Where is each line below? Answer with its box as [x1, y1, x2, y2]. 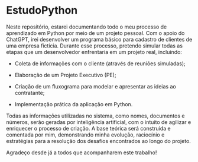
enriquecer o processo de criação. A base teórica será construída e [6, 125, 171, 132]
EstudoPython [6, 4, 78, 17]
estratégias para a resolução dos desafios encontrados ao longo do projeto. [6, 137, 191, 144]
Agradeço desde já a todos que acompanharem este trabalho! [6, 149, 157, 156]
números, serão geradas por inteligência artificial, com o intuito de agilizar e [6, 118, 191, 125]
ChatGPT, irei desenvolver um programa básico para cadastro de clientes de [6, 36, 193, 43]
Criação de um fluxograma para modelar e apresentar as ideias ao [14, 82, 176, 90]
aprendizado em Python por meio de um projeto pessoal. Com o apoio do [6, 29, 185, 36]
